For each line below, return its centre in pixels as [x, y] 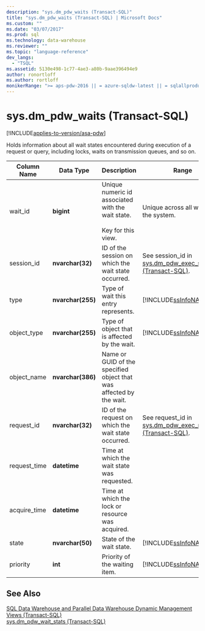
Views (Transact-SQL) [34, 614]
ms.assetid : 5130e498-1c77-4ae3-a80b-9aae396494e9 [72, 69]
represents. [118, 311]
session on [117, 256]
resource [115, 514]
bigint [61, 211]
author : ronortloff [31, 75]
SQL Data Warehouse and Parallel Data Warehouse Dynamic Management [99, 608]
